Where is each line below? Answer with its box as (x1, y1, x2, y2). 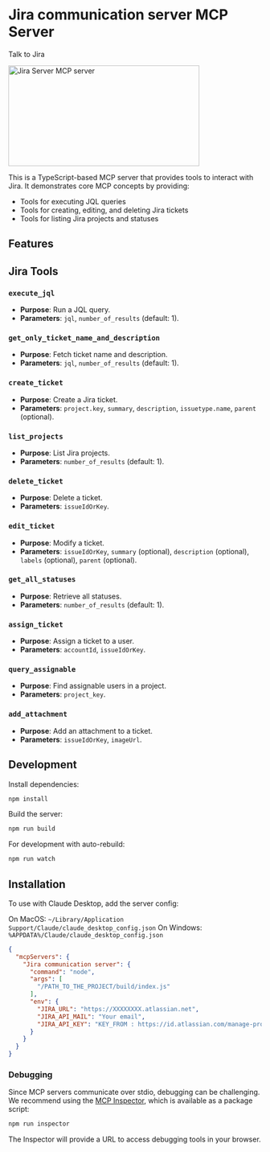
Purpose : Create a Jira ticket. (19, 394, 118, 404)
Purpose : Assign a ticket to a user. (19, 636, 135, 646)
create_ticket (8, 378, 63, 388)
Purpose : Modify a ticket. (19, 537, 104, 548)
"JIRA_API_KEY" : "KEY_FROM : (37, 1020, 135, 1028)
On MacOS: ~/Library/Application (8, 914, 125, 924)
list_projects (8, 432, 63, 441)
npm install (8, 795, 48, 803)
